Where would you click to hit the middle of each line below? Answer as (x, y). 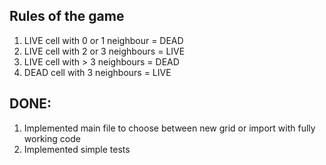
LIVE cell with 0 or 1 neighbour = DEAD (103, 40)
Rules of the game (67, 16)
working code (52, 138)
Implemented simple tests (77, 149)
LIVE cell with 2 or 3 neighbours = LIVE (104, 51)
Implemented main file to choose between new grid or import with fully (169, 128)
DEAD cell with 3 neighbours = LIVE (97, 72)
